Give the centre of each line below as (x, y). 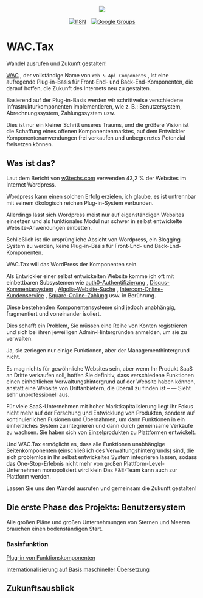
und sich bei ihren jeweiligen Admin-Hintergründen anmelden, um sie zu (97, 332)
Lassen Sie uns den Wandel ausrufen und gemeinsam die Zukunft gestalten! (101, 488)
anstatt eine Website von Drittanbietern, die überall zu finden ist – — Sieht (99, 388)
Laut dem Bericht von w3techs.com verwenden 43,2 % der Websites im (96, 178)
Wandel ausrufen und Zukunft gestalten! (57, 63)
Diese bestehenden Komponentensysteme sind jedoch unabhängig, (91, 307)
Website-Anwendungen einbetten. (49, 227)
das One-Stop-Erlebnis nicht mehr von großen (64, 463)
